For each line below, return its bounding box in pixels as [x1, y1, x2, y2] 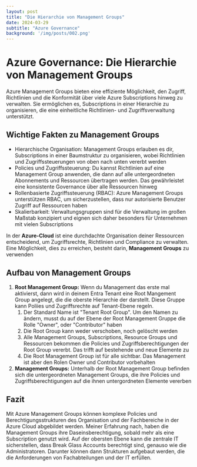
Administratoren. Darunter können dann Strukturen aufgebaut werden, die [6, 448, 185, 455]
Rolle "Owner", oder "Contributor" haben [23, 321, 122, 328]
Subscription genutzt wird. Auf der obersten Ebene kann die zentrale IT [6, 435, 179, 442]
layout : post [6, 8, 38, 15]
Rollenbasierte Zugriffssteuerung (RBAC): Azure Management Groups [14, 189, 183, 196]
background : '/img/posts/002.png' [6, 31, 91, 37]
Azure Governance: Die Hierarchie [6, 56, 177, 69]
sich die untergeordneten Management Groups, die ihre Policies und [14, 371, 181, 378]
